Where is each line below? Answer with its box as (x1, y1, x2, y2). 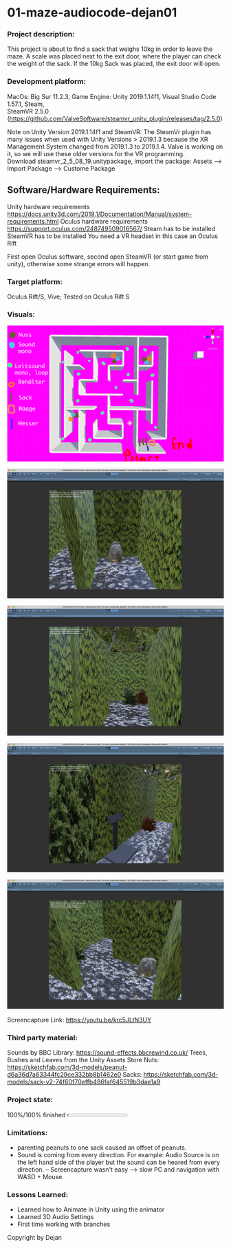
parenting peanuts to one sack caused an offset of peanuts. (16, 1143, 187, 1152)
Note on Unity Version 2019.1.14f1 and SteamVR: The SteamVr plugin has (7, 127, 212, 136)
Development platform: (7, 77, 87, 87)
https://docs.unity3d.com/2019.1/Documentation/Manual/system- (7, 210, 192, 218)
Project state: (7, 1095, 54, 1105)
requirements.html (7, 217, 59, 225)
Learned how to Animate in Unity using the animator (16, 1205, 165, 1214)
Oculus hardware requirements (60, 217, 148, 225)
